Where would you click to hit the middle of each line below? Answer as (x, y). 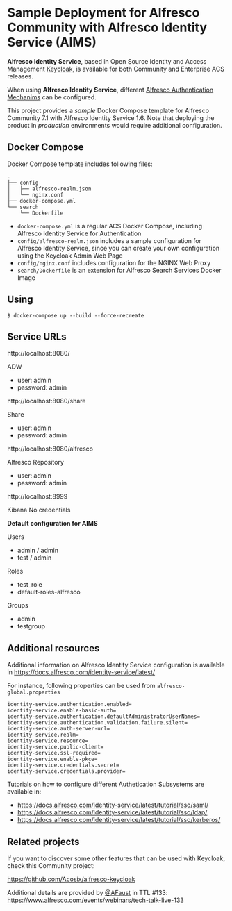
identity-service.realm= (43, 735)
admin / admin (38, 551)
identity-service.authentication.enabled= (69, 705)
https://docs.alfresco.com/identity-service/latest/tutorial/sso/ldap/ (112, 812)
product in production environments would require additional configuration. (115, 125)
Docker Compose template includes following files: (80, 164)
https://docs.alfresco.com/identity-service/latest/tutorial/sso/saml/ (113, 805)
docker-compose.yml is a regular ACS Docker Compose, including (110, 226)
